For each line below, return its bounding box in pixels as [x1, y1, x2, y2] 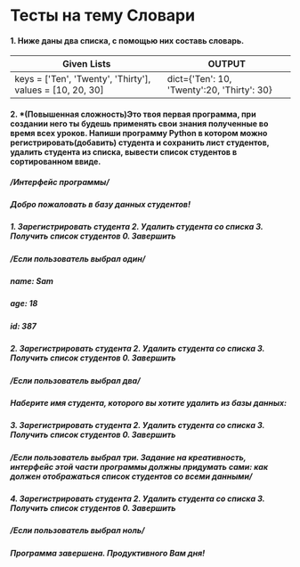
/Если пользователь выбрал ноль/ [10, 525, 145, 536]
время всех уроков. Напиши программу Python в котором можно [10, 127, 268, 138]
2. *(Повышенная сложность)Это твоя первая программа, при [10, 109, 256, 119]
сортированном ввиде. [10, 156, 101, 166]
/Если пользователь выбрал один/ [10, 253, 146, 263]
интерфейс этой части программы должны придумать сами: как [10, 461, 269, 472]
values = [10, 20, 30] [14, 84, 104, 96]
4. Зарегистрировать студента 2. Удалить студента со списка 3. [10, 493, 265, 504]
